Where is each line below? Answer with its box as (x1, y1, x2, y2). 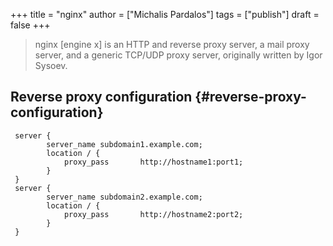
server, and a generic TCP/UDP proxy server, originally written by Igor (34, 49, 323, 61)
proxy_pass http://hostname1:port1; (63, 157, 244, 167)
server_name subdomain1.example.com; (46, 139, 203, 149)
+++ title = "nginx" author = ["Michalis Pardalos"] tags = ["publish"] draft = (10, 9, 320, 20)
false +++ (10, 19, 51, 31)
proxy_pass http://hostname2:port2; (63, 209, 244, 219)
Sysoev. (34, 60, 68, 71)
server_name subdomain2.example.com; (46, 192, 203, 202)
